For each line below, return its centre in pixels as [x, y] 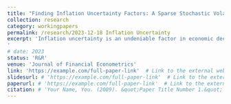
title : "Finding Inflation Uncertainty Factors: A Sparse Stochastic [109, 13]
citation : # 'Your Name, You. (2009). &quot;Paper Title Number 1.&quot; [115, 90]
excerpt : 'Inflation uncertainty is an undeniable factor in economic [110, 39]
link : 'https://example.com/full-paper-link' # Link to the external [110, 70]
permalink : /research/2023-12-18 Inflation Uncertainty [89, 32]
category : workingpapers [43, 26]
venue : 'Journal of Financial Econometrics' [72, 64]
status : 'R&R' [27, 58]
